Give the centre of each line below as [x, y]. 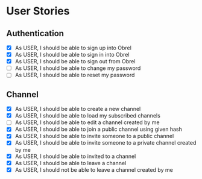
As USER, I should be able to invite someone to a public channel [94, 136]
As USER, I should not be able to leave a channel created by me [94, 169]
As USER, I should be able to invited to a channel [75, 156]
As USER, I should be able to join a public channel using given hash [98, 129]
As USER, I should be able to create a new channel [78, 109]
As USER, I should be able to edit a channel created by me [87, 122]
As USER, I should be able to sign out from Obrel [75, 61]
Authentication [35, 33]
